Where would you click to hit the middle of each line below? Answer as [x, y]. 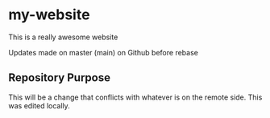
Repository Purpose [60, 78]
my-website [49, 15]
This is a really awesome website [63, 37]
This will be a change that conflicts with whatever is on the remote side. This [135, 97]
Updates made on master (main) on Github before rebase [104, 52]
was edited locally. [39, 105]
